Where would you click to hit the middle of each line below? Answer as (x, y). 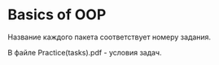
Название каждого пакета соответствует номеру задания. (109, 37)
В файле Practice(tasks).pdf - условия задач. (85, 52)
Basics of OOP (57, 15)
